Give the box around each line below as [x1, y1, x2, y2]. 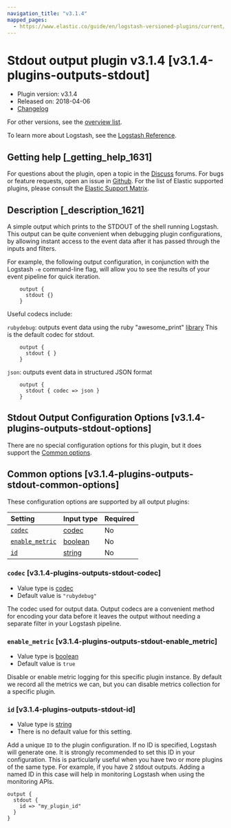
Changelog [16, 105, 49, 113]
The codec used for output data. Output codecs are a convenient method [7, 604, 214, 613]
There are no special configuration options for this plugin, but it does [7, 441, 201, 449]
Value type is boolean [16, 652, 79, 661]
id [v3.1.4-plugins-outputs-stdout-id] [7, 705, 136, 714]
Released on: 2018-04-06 [16, 97, 91, 105]
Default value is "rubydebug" [16, 591, 98, 599]
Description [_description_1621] [7, 204, 144, 216]
